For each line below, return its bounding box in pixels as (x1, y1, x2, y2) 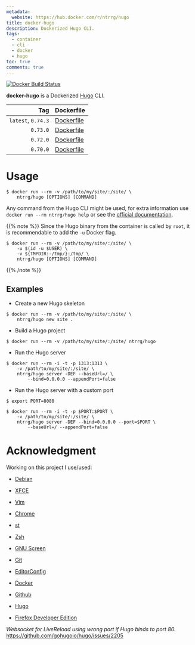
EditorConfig (14, 568, 47, 575)
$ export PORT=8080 (6, 398, 55, 405)
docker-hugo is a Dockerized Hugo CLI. (6, 92, 105, 99)
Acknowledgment (6, 444, 97, 458)
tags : (6, 31, 20, 37)
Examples (6, 284, 44, 294)
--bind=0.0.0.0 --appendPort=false (27, 376, 116, 382)
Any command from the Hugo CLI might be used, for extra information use (6, 205, 189, 212)
